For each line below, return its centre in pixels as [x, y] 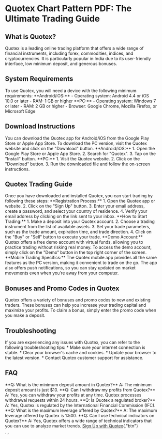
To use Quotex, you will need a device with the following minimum [71, 91]
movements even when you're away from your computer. [62, 273]
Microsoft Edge [20, 111]
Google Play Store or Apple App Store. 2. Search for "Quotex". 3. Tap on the [81, 154]
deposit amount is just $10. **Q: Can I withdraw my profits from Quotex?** [80, 390]
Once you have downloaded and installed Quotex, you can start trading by [79, 196]
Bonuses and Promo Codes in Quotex [62, 288]
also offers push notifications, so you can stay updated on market [70, 268]
